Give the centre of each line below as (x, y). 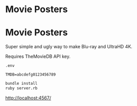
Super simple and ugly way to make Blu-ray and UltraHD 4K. (69, 47)
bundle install (21, 84)
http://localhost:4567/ (28, 98)
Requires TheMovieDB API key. (38, 56)
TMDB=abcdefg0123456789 (31, 75)
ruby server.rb (21, 88)
